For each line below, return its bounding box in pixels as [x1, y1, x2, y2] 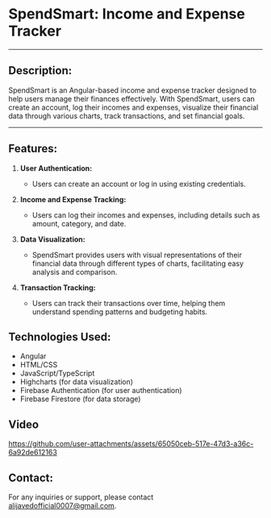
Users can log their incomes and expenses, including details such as [31, 210, 261, 220]
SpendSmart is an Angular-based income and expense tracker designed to [8, 85, 256, 95]
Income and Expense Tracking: [19, 194, 127, 204]
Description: [8, 64, 73, 77]
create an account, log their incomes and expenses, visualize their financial [8, 102, 259, 112]
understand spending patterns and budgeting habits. [31, 307, 208, 317]
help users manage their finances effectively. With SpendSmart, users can [8, 93, 256, 103]
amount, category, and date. [31, 218, 127, 228]
